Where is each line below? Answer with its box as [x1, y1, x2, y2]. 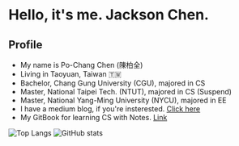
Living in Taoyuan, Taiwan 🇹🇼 [19, 69, 122, 78]
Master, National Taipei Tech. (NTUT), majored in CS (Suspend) [19, 87, 233, 96]
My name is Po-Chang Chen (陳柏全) [19, 60, 143, 69]
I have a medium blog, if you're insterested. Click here [19, 104, 201, 114]
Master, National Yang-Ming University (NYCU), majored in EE [19, 95, 227, 105]
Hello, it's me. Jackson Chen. [8, 6, 209, 24]
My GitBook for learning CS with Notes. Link [19, 113, 168, 122]
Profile [8, 38, 43, 52]
